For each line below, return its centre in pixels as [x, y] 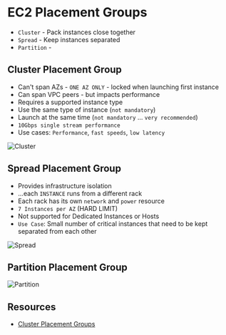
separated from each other [57, 231]
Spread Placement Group [64, 169]
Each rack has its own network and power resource [91, 201]
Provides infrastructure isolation [65, 185]
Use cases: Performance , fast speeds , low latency [91, 132]
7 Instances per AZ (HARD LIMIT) [68, 208]
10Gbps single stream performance [69, 125]
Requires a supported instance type [70, 102]
